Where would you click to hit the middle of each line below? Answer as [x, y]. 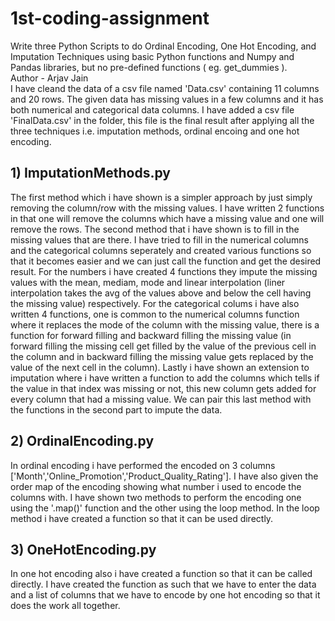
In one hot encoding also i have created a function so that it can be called [161, 574]
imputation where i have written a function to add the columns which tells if [165, 378]
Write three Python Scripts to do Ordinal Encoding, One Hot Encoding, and [163, 46]
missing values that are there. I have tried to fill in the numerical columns [159, 239]
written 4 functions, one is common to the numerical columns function [155, 314]
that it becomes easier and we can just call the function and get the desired [166, 261]
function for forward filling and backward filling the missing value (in [151, 335]
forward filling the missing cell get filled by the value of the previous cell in [163, 346]
